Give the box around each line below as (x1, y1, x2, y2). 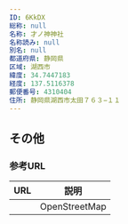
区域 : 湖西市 (9, 63, 51, 72)
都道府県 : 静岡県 (9, 54, 64, 63)
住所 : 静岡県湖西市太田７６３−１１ (9, 95, 121, 105)
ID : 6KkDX (9, 12, 46, 22)
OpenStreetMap (39, 201, 107, 213)
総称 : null (9, 21, 47, 30)
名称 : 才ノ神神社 (9, 29, 64, 38)
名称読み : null (9, 37, 60, 47)
